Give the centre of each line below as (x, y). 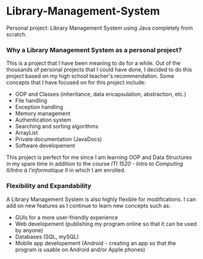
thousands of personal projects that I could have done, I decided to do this (99, 70)
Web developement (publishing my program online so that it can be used (106, 224)
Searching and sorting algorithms (57, 126)
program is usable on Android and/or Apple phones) (80, 249)
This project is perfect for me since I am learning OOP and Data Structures (99, 157)
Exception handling (39, 107)
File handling (31, 100)
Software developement (45, 146)
